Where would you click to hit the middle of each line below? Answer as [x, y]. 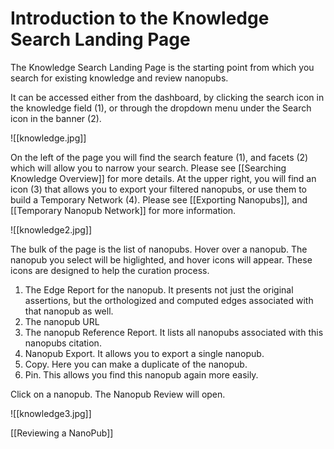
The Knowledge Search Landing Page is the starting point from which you [162, 67]
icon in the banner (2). [56, 118]
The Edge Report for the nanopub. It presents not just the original [159, 289]
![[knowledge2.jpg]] [51, 229]
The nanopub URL [62, 321]
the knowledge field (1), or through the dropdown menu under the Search [161, 108]
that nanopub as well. [69, 311]
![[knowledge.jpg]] [48, 138]
